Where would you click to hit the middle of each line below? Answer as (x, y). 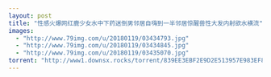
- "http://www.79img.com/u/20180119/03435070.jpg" (102, 53)
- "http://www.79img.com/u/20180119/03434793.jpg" (102, 38)
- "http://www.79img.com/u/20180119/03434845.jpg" (102, 46)
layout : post (30, 16)
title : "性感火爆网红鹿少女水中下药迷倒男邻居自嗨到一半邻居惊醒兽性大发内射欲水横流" (136, 23)
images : (21, 30)
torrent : (23, 61)
